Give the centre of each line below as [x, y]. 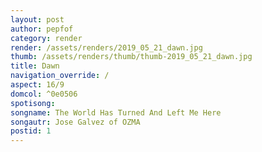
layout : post [37, 19]
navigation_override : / [60, 76]
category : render [46, 38]
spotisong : [33, 103]
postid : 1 [31, 131]
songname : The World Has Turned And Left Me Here [116, 112]
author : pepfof [42, 29]
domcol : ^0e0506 [44, 94]
